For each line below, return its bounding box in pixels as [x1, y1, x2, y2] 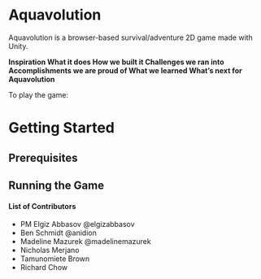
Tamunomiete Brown [20, 254, 90, 264]
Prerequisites [8, 150, 78, 164]
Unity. [8, 41, 28, 50]
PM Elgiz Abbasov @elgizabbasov [20, 220, 136, 229]
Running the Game [8, 178, 104, 192]
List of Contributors [8, 201, 76, 211]
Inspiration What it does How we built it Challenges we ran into [8, 57, 224, 67]
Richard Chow [20, 263, 67, 272]
